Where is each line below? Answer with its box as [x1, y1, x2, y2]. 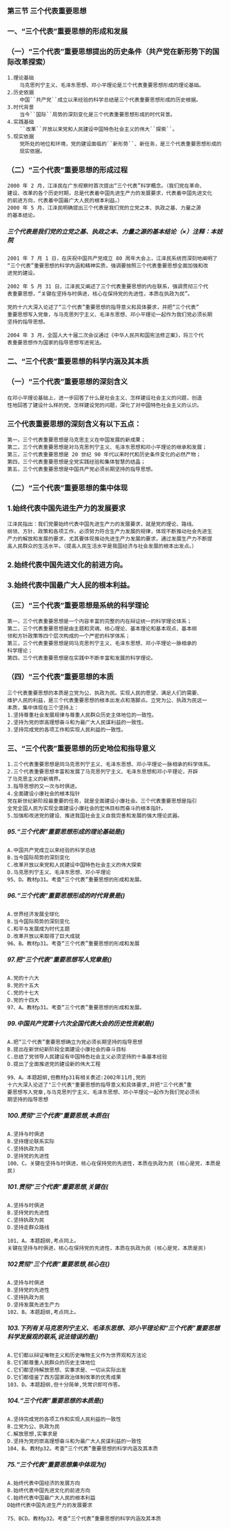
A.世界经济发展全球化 [7, 910, 60, 917]
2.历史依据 [7, 89, 34, 96]
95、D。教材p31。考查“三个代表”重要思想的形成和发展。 [7, 876, 145, 883]
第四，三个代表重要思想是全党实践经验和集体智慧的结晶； [7, 458, 146, 465]
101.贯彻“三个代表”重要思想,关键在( [7, 1183, 109, 1191]
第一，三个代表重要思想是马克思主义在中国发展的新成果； [7, 436, 146, 443]
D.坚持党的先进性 [7, 1152, 50, 1159]
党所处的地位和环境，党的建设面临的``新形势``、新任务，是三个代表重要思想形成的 [19, 140, 222, 148]
